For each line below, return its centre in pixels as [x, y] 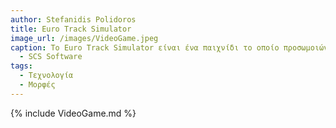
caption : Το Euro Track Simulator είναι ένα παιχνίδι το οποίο [145, 47]
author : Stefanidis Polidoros [73, 19]
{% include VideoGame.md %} [73, 113]
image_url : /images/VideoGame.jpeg [84, 38]
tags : [21, 66]
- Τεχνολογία [46, 76]
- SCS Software [51, 57]
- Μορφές [37, 85]
